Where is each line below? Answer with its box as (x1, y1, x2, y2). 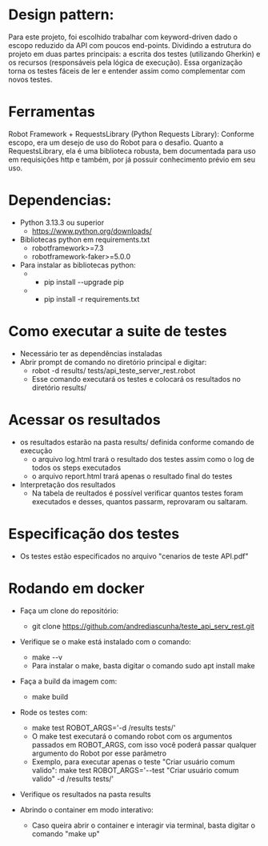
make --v (31, 652, 62, 662)
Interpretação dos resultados (19, 479, 116, 489)
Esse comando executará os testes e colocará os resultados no (31, 374, 242, 383)
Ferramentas (8, 102, 96, 121)
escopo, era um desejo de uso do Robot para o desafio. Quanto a (8, 138, 224, 147)
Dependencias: (8, 191, 112, 210)
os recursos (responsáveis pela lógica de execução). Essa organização (8, 58, 242, 67)
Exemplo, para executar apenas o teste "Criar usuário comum (31, 756, 235, 766)
